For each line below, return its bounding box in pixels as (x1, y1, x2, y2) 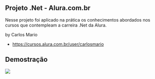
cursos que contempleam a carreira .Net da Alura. (5, 22, 107, 28)
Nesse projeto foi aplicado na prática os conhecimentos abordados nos (5, 17, 151, 23)
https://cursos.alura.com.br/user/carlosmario (12, 41, 104, 47)
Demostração (5, 55, 48, 64)
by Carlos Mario (5, 31, 38, 37)
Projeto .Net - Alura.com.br (5, 4, 91, 12)
